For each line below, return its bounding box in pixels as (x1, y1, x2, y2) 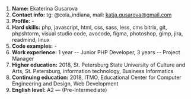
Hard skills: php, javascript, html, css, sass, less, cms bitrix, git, (11, 24, 167, 31)
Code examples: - (11, 42, 58, 49)
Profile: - (11, 18, 34, 24)
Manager (11, 55, 34, 62)
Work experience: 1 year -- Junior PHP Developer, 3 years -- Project (11, 49, 180, 55)
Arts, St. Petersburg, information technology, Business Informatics (11, 68, 174, 74)
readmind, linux (11, 37, 50, 43)
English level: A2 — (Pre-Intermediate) (11, 87, 107, 93)
